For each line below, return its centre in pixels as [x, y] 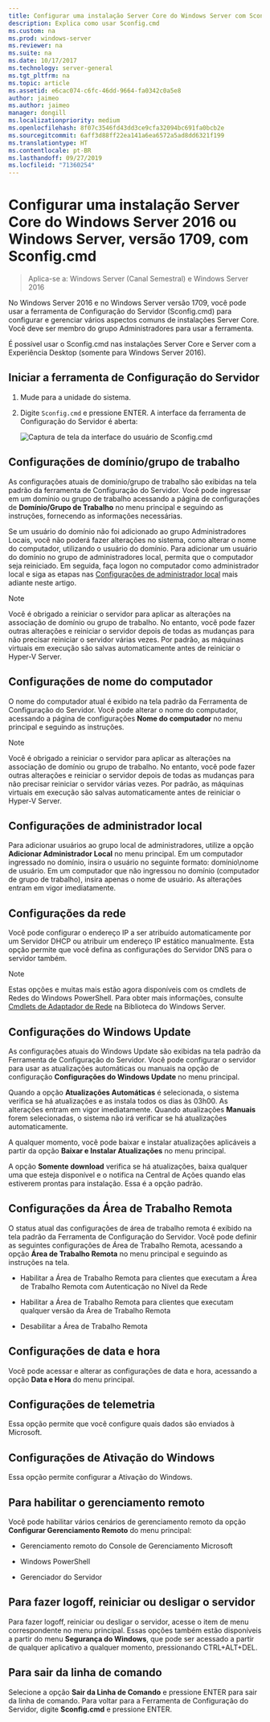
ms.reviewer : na [35, 46]
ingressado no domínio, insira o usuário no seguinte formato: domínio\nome [133, 862]
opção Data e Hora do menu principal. [72, 1379]
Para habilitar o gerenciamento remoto [106, 1502]
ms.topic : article [39, 83]
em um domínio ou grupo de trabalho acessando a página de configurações [134, 499]
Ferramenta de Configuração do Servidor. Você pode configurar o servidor [132, 1059]
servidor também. [38, 959]
